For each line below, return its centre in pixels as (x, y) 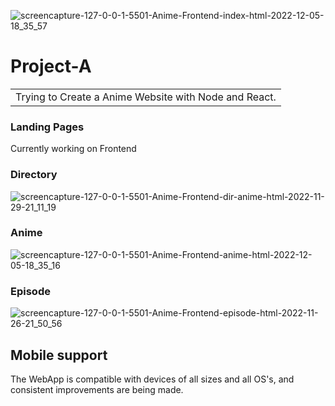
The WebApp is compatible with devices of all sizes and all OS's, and (152, 379)
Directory (34, 175)
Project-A (51, 66)
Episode (30, 291)
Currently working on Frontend (73, 149)
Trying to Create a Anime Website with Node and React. (146, 97)
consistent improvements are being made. (97, 389)
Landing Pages (47, 127)
